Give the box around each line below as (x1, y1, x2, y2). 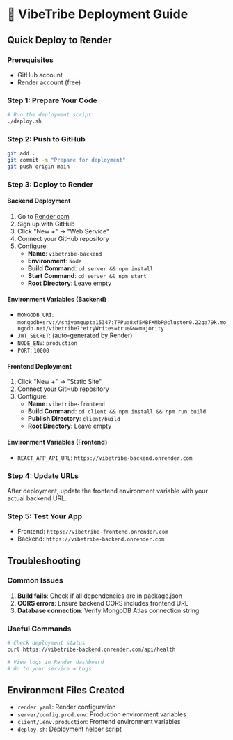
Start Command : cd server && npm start (27, 271, 147, 279)
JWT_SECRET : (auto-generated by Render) (17, 331, 133, 340)
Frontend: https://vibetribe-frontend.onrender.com (17, 527, 168, 536)
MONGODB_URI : (17, 310, 54, 319)
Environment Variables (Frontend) (7, 438, 108, 446)
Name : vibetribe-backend (27, 249, 102, 257)
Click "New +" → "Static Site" (17, 378, 102, 386)
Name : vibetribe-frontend (27, 400, 106, 408)
